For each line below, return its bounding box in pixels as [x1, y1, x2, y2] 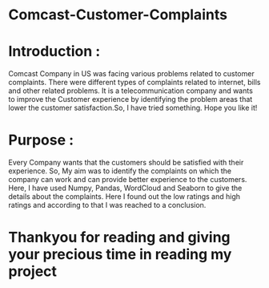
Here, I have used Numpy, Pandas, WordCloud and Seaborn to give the [8, 183, 243, 193]
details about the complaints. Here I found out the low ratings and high [8, 192, 241, 201]
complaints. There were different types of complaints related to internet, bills [8, 78, 262, 87]
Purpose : [8, 131, 74, 149]
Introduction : [8, 43, 101, 61]
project [8, 262, 58, 281]
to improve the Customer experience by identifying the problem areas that [8, 95, 253, 104]
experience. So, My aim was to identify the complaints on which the [8, 166, 232, 176]
